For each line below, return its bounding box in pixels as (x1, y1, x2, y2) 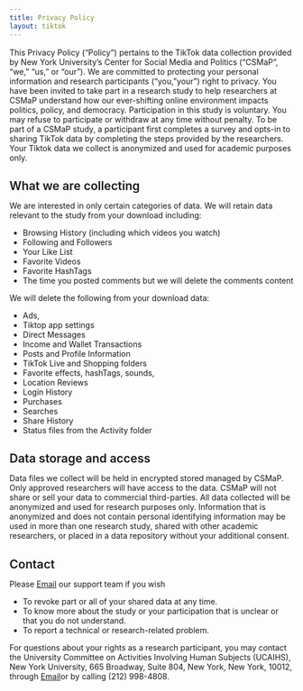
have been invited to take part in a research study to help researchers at (9, 85, 278, 95)
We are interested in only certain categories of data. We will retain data (9, 200, 273, 211)
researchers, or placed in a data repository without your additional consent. (9, 531, 290, 541)
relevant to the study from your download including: (9, 209, 202, 221)
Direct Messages (22, 329, 86, 340)
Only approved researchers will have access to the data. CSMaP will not (9, 483, 277, 494)
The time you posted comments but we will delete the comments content (22, 275, 294, 286)
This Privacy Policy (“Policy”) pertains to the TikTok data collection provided (9, 47, 292, 58)
